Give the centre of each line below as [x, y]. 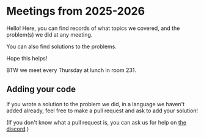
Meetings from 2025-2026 [76, 11]
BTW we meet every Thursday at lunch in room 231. [71, 70]
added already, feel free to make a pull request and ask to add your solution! [102, 111]
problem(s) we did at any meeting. [49, 34]
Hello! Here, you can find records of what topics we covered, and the [93, 28]
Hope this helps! [27, 58]
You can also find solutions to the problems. [62, 46]
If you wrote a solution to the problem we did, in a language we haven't [96, 104]
